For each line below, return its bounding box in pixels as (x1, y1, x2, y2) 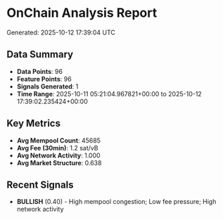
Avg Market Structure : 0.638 (16, 158, 102, 167)
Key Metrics (6, 117, 61, 129)
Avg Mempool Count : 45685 (16, 136, 101, 145)
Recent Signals (6, 179, 75, 190)
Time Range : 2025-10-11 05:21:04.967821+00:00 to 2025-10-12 (16, 89, 202, 98)
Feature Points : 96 (16, 75, 72, 83)
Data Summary (6, 48, 74, 60)
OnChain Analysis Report (6, 5, 158, 21)
